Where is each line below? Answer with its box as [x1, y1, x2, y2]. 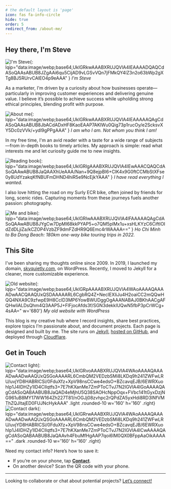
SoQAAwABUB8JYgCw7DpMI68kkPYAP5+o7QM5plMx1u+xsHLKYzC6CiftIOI [5, 221, 165, 227]
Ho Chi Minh [134, 226, 161, 232]
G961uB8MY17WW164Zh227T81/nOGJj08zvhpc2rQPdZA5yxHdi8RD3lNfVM [5, 394, 165, 400]
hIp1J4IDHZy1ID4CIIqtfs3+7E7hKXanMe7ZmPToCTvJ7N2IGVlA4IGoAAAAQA [5, 384, 165, 390]
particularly [5, 90, 30, 96]
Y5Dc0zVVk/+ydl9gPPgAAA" [5, 127, 67, 133]
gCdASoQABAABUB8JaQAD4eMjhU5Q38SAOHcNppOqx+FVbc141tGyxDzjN [5, 389, 165, 395]
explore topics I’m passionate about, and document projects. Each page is [5, 323, 160, 329]
